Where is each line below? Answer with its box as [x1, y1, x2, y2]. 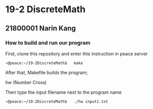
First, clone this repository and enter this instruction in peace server [5, 50, 148, 57]
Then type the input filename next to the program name [5, 89, 122, 95]
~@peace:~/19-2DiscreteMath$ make [5, 60, 83, 66]
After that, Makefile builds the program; [5, 69, 88, 75]
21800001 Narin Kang [5, 24, 76, 33]
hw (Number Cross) [5, 79, 47, 85]
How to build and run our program [5, 39, 91, 46]
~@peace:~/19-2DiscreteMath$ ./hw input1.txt [5, 99, 109, 104]
